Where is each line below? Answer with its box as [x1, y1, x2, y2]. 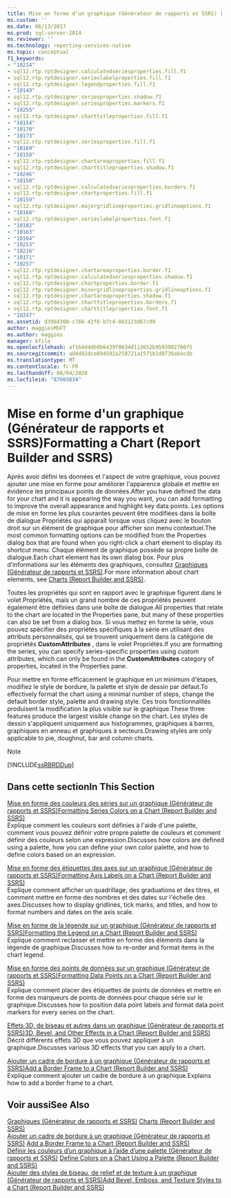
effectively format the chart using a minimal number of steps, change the [7, 690, 214, 698]
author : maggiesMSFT [7, 325, 67, 331]
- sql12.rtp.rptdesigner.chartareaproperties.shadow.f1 [7, 293, 171, 300]
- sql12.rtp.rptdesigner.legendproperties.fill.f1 [7, 81, 156, 88]
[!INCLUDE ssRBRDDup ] [7, 761, 74, 769]
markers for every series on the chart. [7, 1008, 115, 1016]
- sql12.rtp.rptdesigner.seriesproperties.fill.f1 [7, 139, 156, 146]
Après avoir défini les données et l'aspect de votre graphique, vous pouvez [7, 472, 221, 481]
